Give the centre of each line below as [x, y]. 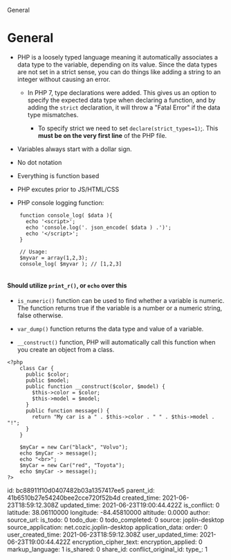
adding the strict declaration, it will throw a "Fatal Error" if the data [124, 107]
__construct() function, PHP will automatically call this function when [116, 342]
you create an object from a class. [66, 350]
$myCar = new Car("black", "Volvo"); [74, 447]
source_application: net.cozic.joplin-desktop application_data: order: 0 [108, 527]
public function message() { [67, 411]
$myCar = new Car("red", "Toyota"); [73, 466]
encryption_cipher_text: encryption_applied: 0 [137, 542]
